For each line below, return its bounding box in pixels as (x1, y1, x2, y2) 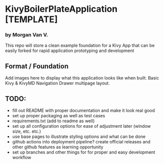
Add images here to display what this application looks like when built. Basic (5, 75, 160, 81)
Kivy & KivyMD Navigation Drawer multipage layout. (5, 80, 110, 86)
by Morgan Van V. (5, 31, 49, 38)
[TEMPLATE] (5, 14, 58, 25)
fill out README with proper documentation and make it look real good (12, 108, 155, 113)
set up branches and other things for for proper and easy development (12, 149, 156, 155)
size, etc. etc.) (12, 129, 41, 135)
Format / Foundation (5, 62, 69, 70)
